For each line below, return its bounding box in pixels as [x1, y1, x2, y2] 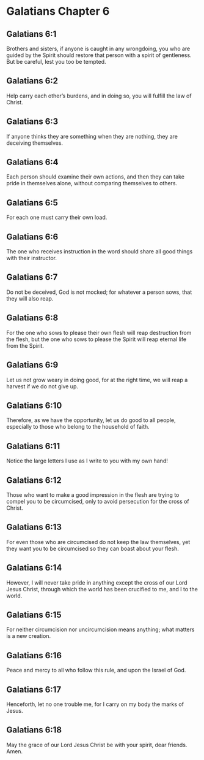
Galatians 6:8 [6, 313, 59, 323]
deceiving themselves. [6, 139, 63, 147]
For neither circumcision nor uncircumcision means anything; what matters [6, 626, 195, 633]
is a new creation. [6, 632, 51, 640]
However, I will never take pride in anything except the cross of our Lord [6, 578, 188, 586]
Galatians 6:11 [6, 440, 60, 451]
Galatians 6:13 [6, 522, 62, 532]
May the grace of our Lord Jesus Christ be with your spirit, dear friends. [6, 741, 188, 748]
